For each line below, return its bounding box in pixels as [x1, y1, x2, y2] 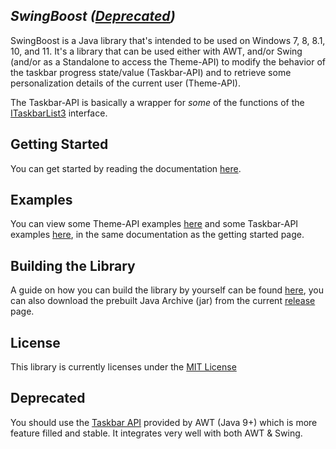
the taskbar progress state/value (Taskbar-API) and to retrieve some [10, 66, 292, 78]
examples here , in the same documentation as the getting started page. [10, 229, 305, 241]
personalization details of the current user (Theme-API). [10, 77, 241, 89]
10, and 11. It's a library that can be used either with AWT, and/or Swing [10, 45, 303, 57]
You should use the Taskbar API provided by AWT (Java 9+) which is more [10, 416, 318, 428]
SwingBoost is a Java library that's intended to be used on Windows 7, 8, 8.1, [10, 34, 326, 46]
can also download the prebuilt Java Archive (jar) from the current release [10, 295, 316, 307]
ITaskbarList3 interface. [10, 107, 108, 119]
